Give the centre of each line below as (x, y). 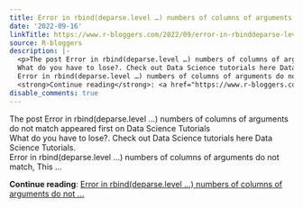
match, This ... (36, 167)
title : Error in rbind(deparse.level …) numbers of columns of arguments (151, 18)
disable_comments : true (54, 93)
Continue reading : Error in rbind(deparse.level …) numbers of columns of (146, 184)
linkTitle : (30, 34)
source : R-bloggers (46, 43)
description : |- (40, 51)
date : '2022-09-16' (46, 26)
